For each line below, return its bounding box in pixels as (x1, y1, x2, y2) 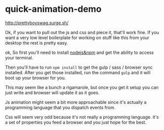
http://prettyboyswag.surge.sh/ (5, 20, 69, 26)
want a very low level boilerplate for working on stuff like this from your (5, 35, 150, 41)
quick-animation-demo (5, 3, 102, 15)
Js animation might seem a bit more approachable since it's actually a (5, 99, 147, 105)
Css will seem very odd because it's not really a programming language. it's (5, 114, 159, 120)
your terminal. (5, 54, 33, 60)
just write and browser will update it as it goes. (5, 89, 99, 95)
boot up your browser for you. (5, 75, 66, 81)
